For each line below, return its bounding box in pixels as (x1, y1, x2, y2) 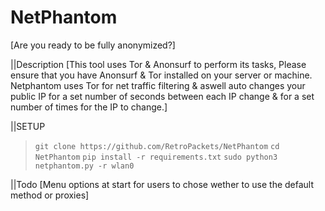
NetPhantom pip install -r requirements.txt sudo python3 (34, 152, 278, 162)
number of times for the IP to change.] (10, 101, 168, 113)
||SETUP (10, 120, 46, 132)
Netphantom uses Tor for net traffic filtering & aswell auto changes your (10, 79, 306, 91)
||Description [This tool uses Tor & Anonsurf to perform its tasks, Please (10, 58, 307, 70)
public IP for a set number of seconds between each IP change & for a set (10, 90, 315, 102)
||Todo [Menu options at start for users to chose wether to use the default (10, 178, 315, 190)
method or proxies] (10, 189, 90, 201)
